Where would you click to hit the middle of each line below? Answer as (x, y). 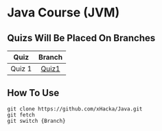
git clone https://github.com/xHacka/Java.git (75, 109)
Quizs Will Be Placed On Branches (81, 38)
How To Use (33, 93)
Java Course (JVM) (63, 13)
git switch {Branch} (37, 121)
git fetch (21, 115)
